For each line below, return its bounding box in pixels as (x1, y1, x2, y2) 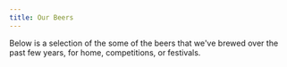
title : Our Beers (9, 13, 74, 22)
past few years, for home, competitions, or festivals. (9, 46, 201, 58)
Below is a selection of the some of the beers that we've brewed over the (9, 38, 279, 48)
